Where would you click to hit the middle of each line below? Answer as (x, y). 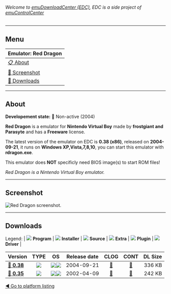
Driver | (13, 244)
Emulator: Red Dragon (35, 53)
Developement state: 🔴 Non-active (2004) (50, 116)
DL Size (153, 257)
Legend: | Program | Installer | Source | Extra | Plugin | (79, 239)
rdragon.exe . (19, 152)
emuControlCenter (25, 12)
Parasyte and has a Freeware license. (45, 132)
